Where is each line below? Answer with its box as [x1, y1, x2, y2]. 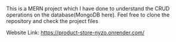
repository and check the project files [6, 18, 98, 24]
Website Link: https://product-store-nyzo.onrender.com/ [6, 29, 145, 36]
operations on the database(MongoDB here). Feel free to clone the [6, 11, 170, 18]
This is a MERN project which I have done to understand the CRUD [6, 5, 170, 12]
